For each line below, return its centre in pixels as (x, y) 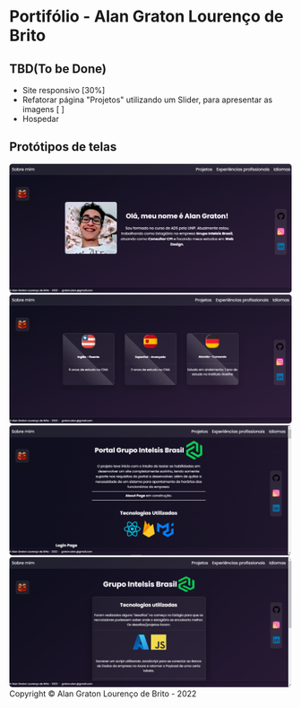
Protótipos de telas (63, 147)
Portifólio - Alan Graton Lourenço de (146, 17)
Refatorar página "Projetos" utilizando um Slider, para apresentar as (147, 100)
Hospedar (41, 119)
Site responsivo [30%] (64, 90)
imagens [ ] (43, 109)
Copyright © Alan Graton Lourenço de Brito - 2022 (103, 694)
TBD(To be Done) (58, 69)
